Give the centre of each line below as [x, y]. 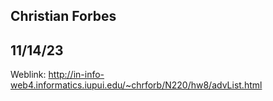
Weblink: [28, 75]
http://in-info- [76, 75]
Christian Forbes [63, 16]
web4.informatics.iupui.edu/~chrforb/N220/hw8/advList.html [136, 85]
